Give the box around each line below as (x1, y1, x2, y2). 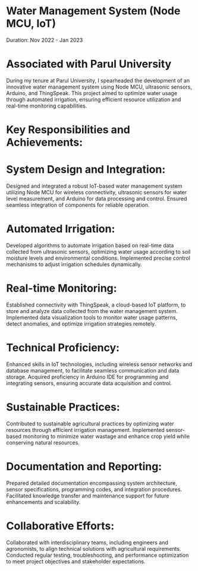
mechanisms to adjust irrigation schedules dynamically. (6, 260, 142, 268)
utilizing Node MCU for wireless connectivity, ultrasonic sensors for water (6, 189, 187, 195)
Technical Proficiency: (6, 341, 120, 355)
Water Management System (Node (6, 4, 181, 18)
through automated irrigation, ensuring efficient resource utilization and (6, 96, 181, 103)
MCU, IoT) (6, 17, 56, 30)
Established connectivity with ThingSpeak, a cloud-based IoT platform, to (6, 301, 186, 308)
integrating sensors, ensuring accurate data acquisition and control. (6, 379, 172, 387)
